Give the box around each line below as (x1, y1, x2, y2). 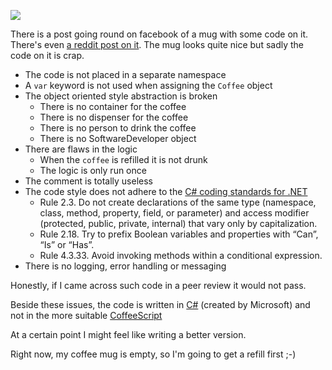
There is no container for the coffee (39, 101, 187, 112)
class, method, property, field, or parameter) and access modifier (39, 207, 310, 219)
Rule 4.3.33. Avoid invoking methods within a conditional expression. (39, 250, 323, 261)
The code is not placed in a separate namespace (24, 69, 227, 80)
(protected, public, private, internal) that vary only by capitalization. (39, 218, 318, 229)
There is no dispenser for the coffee (39, 111, 189, 123)
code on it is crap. (10, 50, 85, 61)
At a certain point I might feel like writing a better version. (10, 329, 247, 340)
